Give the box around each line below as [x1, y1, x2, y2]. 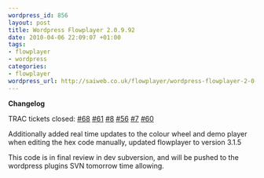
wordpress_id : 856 [8, 11, 68, 20]
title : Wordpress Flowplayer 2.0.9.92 [8, 26, 135, 34]
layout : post [8, 19, 51, 27]
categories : [8, 63, 47, 71]
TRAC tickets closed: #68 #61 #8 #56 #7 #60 [8, 114, 155, 123]
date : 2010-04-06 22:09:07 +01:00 [8, 33, 122, 42]
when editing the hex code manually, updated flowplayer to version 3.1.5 [8, 137, 242, 147]
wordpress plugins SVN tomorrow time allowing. [8, 161, 165, 170]
